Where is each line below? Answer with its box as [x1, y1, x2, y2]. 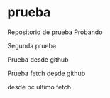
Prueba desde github [7, 55, 69, 64]
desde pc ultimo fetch [7, 82, 72, 91]
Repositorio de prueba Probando [7, 28, 103, 36]
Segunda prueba [7, 41, 57, 50]
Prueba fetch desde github [7, 69, 86, 77]
